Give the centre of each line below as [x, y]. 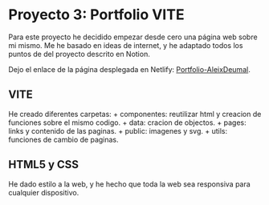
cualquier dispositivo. [44, 192]
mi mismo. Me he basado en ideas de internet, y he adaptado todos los [126, 45]
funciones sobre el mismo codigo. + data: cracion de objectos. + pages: [127, 123]
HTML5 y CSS [43, 165]
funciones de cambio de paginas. [63, 139]
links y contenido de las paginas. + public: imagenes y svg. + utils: [118, 131]
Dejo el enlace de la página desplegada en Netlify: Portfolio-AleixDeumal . [129, 69]
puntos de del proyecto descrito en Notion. [79, 54]
